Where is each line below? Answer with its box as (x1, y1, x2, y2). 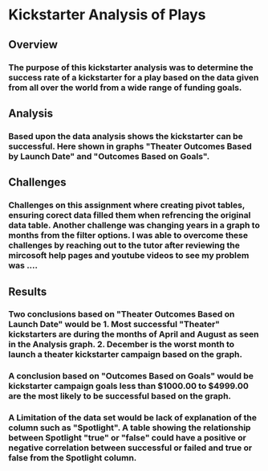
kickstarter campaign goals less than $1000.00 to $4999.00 (8, 380, 249, 391)
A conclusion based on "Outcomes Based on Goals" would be (8, 371, 254, 382)
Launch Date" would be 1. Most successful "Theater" (8, 319, 221, 330)
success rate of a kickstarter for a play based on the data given (8, 72, 259, 83)
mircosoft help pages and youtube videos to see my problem (8, 250, 250, 261)
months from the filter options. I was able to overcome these (8, 230, 249, 241)
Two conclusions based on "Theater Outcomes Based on (8, 309, 235, 320)
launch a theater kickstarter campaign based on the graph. (8, 349, 243, 360)
